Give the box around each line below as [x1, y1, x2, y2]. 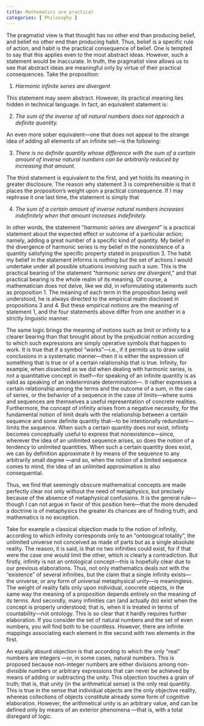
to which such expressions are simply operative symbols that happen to [6, 339, 187, 346]
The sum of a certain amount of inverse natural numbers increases [15, 205, 184, 213]
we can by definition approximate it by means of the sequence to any [6, 450, 180, 457]
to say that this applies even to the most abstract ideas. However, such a [6, 51, 188, 58]
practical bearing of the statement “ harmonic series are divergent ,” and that [6, 269, 197, 276]
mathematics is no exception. [6, 513, 80, 521]
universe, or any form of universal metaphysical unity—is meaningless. [15, 577, 194, 584]
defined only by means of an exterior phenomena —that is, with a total [6, 706, 183, 713]
